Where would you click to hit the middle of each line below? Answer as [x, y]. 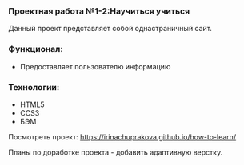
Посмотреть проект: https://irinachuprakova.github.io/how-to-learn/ [122, 136]
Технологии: [34, 87]
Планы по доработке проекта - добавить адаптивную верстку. [116, 152]
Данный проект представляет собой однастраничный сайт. [110, 29]
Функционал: [36, 49]
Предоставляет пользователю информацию [95, 66]
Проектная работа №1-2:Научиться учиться [99, 11]
